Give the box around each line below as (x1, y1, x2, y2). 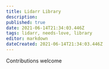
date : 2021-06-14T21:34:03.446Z (6, 25, 85, 31)
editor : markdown (6, 36, 48, 42)
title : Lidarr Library (6, 8, 61, 15)
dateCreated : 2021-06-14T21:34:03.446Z (6, 42, 103, 47)
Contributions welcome (6, 57, 62, 64)
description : (6, 14, 38, 20)
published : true (6, 19, 45, 25)
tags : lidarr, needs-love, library (6, 30, 93, 36)
